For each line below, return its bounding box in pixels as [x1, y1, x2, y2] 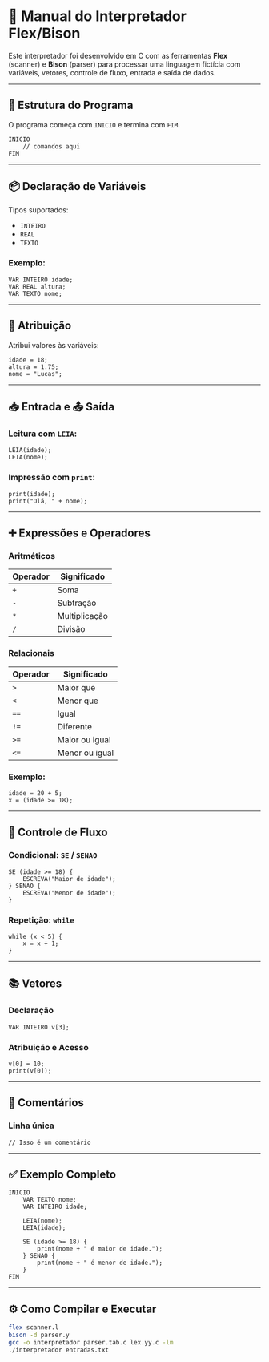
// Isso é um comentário [8, 1138, 91, 1146]
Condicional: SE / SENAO [8, 850, 98, 861]
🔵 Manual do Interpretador [8, 7, 187, 26]
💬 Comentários [8, 1096, 84, 1109]
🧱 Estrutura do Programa [8, 99, 134, 112]
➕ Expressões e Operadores [8, 527, 151, 540]
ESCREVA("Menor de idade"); [22, 889, 116, 897]
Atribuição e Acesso [8, 1041, 90, 1053]
